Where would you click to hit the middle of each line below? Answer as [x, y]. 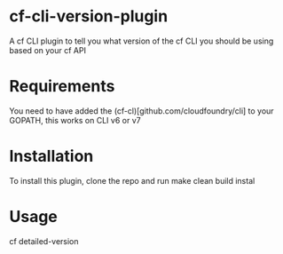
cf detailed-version [44, 241]
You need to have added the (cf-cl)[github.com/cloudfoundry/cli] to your [141, 111]
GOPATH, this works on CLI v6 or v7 [75, 120]
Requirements [62, 87]
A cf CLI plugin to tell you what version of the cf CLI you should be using [141, 41]
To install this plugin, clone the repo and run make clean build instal [132, 180]
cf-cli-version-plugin [89, 16]
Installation [51, 156]
